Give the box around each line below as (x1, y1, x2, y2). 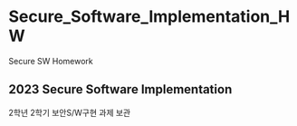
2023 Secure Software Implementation (8, 82, 233, 97)
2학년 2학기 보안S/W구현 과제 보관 (8, 107, 131, 118)
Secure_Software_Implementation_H (8, 6, 291, 27)
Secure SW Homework (8, 55, 94, 66)
